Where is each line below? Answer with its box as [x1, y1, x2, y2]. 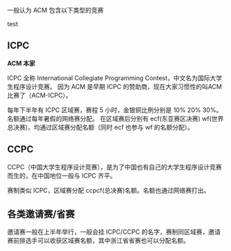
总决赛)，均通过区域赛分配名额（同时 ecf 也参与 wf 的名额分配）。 [7, 123, 194, 131]
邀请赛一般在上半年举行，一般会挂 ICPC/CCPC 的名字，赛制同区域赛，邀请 [7, 227, 221, 236]
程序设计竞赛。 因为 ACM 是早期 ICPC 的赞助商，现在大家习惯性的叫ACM [12, 82, 222, 91]
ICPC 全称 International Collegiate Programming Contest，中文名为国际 [7, 73, 210, 82]
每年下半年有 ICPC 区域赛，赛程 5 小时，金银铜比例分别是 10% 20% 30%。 [7, 106, 223, 114]
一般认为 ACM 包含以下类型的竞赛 [7, 6, 104, 14]
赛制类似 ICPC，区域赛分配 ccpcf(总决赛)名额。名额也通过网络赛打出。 [7, 186, 210, 194]
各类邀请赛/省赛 [7, 208, 75, 220]
